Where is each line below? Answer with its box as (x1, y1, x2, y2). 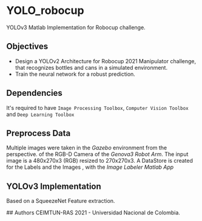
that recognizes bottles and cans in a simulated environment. (15, 64, 168, 71)
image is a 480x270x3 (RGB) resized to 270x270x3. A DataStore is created (6, 157, 193, 165)
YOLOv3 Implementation (6, 181, 101, 191)
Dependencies (6, 88, 62, 98)
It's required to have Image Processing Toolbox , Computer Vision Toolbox (6, 104, 189, 111)
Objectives (6, 41, 49, 52)
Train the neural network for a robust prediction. (15, 70, 135, 78)
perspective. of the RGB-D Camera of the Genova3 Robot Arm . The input (6, 151, 189, 158)
